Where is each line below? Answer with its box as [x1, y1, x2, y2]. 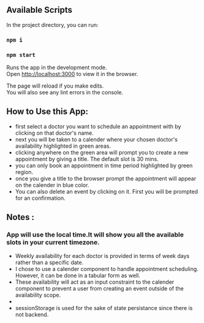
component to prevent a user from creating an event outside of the [15, 284, 184, 292]
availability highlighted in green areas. [15, 142, 111, 150]
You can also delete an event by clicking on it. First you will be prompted [15, 188, 198, 195]
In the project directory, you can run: [6, 21, 99, 28]
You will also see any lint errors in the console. [6, 89, 124, 96]
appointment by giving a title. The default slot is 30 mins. [15, 155, 159, 162]
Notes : [6, 212, 35, 222]
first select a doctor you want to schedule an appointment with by [15, 123, 181, 130]
